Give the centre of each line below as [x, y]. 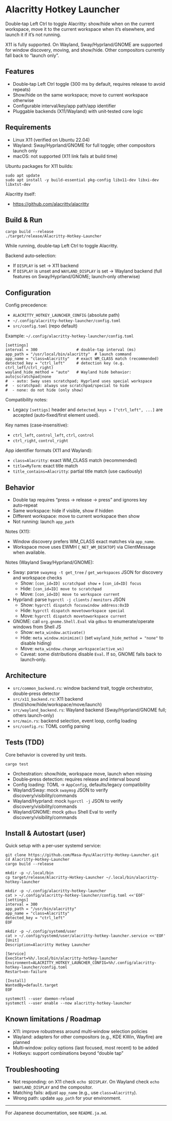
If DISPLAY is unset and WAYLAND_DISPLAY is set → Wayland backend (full [87, 271]
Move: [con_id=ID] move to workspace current [70, 594]
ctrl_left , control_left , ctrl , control [53, 435]
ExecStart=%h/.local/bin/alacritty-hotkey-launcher [61, 958]
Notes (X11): [18, 531]
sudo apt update [23, 176]
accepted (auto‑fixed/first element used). [56, 415]
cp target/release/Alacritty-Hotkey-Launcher [55, 878]
